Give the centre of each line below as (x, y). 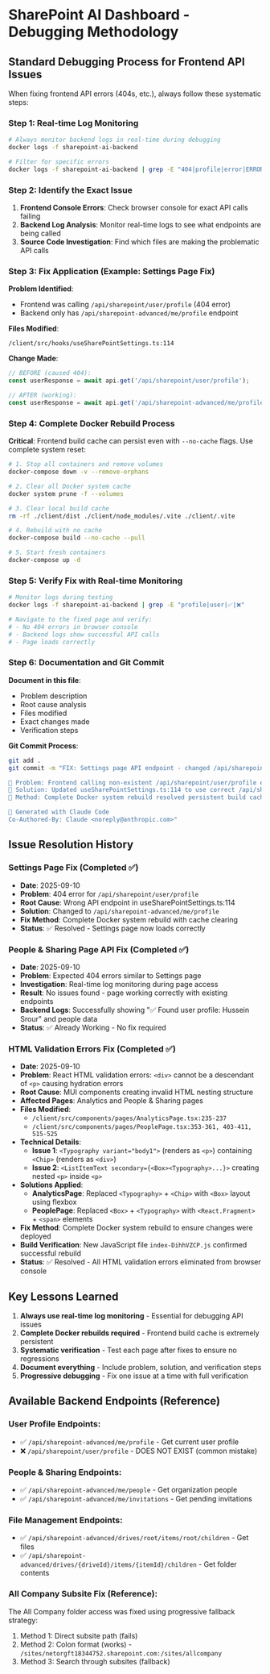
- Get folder (217, 1564)
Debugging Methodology (94, 32)
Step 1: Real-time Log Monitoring (74, 123)
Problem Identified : (41, 289)
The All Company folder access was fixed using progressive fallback (122, 1611)
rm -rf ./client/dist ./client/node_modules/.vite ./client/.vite (122, 516)
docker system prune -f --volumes (66, 493)
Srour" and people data (59, 1018)
